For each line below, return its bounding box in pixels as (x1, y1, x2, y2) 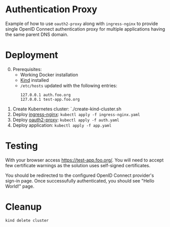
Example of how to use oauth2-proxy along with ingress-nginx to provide (5, 20, 158, 27)
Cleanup (5, 201, 42, 213)
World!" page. (5, 183, 35, 189)
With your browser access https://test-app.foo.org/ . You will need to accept (5, 157, 164, 163)
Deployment (5, 50, 59, 61)
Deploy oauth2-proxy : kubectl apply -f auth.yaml (12, 117, 120, 123)
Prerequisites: (12, 66, 42, 72)
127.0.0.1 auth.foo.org (20, 92, 71, 98)
